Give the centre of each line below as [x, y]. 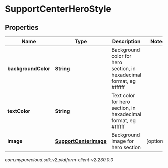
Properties [22, 27]
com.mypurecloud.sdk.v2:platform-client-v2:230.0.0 [59, 160]
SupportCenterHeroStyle [58, 9]
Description [126, 41]
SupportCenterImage [81, 141]
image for [123, 141]
